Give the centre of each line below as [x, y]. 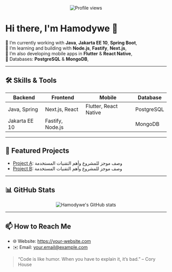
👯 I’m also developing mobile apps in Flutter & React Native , [69, 53]
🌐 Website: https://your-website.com [52, 241]
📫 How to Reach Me [38, 226]
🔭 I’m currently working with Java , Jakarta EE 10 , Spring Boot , [71, 42]
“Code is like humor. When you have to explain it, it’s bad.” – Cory [87, 259]
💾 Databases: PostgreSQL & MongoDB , [47, 59]
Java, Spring [23, 109]
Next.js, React [62, 109]
